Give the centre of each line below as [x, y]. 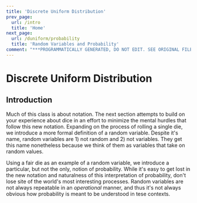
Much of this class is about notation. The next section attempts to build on [96, 114]
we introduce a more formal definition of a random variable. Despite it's [92, 133]
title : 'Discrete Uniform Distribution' [56, 11]
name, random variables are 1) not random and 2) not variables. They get [94, 139]
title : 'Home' [28, 28]
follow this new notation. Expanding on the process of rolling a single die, [94, 126]
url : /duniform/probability [46, 39]
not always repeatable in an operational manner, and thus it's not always [94, 187]
